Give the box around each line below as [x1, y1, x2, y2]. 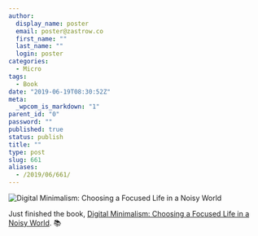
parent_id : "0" [8, 111, 60, 119]
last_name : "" [15, 42, 63, 50]
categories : [8, 58, 49, 66]
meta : [8, 95, 27, 103]
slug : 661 [8, 155, 42, 164]
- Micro [15, 65, 42, 73]
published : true [8, 125, 63, 133]
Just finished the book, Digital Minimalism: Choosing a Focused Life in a [8, 209, 250, 218]
